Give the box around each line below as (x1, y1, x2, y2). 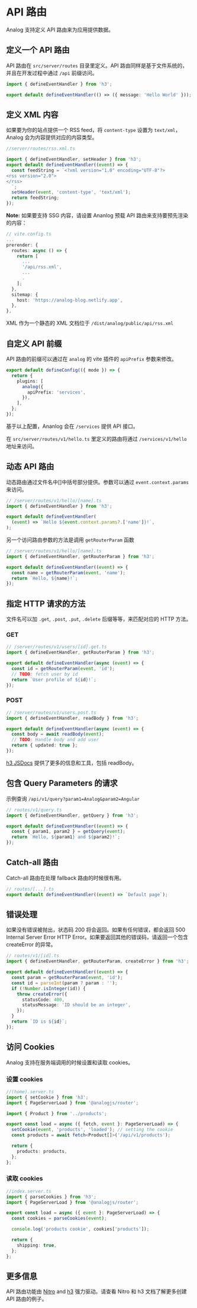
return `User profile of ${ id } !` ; (11, 676, 96, 682)
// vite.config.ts (6, 231, 51, 237)
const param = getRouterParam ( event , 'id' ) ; (11, 975, 123, 981)
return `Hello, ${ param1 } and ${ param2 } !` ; (11, 834, 120, 840)
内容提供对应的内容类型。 (35, 134, 98, 141)
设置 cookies (6, 1075, 43, 1083)
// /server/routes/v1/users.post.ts (6, 710, 96, 716)
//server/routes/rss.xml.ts (6, 146, 76, 152)
